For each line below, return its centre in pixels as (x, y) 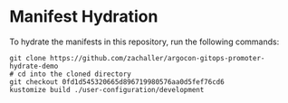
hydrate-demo (34, 66)
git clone (28, 58)
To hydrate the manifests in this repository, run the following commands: (144, 42)
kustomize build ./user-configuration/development (107, 89)
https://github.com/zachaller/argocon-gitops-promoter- (157, 58)
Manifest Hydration (84, 17)
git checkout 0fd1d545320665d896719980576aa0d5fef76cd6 (117, 82)
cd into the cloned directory (74, 74)
